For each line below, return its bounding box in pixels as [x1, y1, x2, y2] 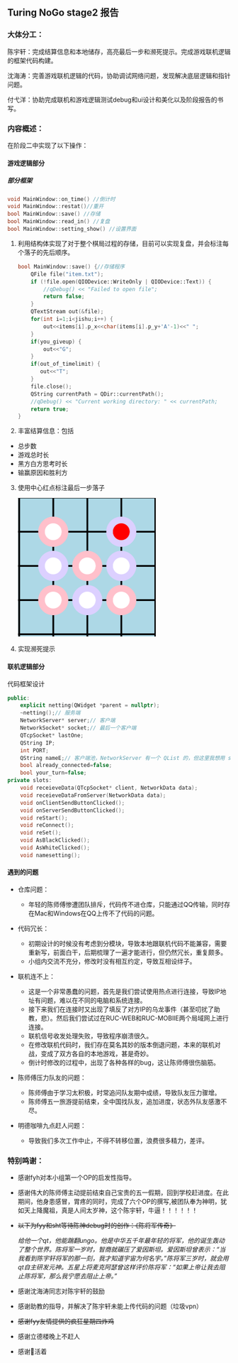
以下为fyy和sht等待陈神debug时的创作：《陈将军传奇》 [17, 1221, 176, 1230]
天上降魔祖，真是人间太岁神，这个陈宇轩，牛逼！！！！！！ [23, 1206, 198, 1215]
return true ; [30, 406, 69, 413]
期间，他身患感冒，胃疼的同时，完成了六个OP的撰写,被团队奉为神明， [17, 1198, 221, 1206]
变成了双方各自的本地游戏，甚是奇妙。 [40, 1049, 153, 1058]
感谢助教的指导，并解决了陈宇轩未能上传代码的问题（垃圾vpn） [17, 1302, 203, 1310]
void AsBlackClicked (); [20, 837, 91, 844]
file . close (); [30, 383, 72, 390]
